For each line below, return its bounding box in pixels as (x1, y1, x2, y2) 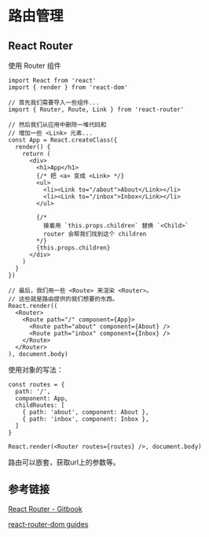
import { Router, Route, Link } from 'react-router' (8, 106, 185, 113)
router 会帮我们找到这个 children (42, 230, 147, 238)
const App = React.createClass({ (8, 136, 118, 144)
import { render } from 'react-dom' (8, 83, 128, 91)
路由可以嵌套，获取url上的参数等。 (8, 457, 120, 467)
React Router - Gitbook (8, 504, 82, 513)
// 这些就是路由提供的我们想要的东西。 (8, 295, 119, 303)
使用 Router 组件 (8, 61, 61, 70)
